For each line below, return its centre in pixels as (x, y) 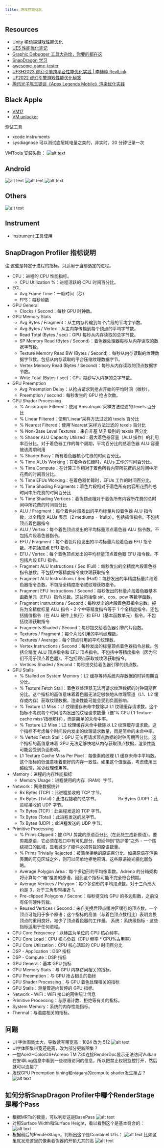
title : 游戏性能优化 (24, 10)
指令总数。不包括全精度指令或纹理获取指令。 (73, 585)
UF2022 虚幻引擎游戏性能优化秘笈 (47, 78)
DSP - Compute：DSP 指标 (39, 957)
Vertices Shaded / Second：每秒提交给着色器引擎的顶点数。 (80, 664)
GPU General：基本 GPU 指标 (42, 963)
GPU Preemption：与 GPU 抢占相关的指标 (54, 976)
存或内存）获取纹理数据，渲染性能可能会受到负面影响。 (75, 700)
